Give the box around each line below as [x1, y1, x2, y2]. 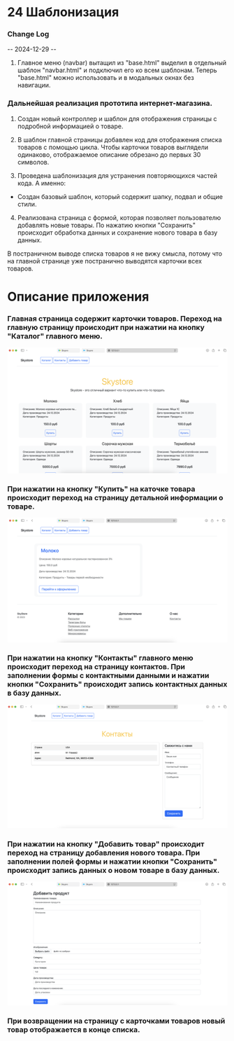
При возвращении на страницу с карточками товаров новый [7, 1016, 226, 1026]
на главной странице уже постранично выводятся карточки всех [7, 256, 203, 265]
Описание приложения [7, 289, 149, 305]
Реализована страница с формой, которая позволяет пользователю [17, 213, 221, 221]
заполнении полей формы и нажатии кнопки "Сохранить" [7, 856, 218, 866]
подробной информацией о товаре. [17, 122, 124, 130]
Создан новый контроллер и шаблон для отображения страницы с [17, 114, 218, 123]
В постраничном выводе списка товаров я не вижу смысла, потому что [7, 249, 222, 258]
